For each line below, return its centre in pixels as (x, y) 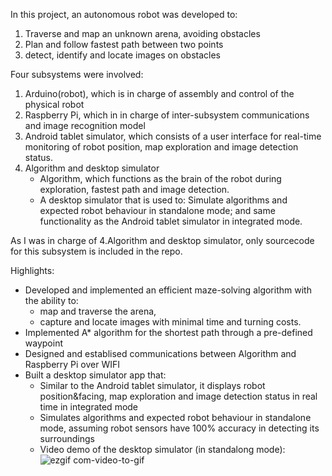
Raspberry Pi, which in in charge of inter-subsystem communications (167, 115)
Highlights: (32, 270)
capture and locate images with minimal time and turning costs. (170, 322)
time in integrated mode (89, 407)
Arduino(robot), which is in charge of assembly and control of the (159, 93)
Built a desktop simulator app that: (95, 375)
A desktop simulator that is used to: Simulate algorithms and (163, 200)
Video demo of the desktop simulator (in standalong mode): (162, 449)
